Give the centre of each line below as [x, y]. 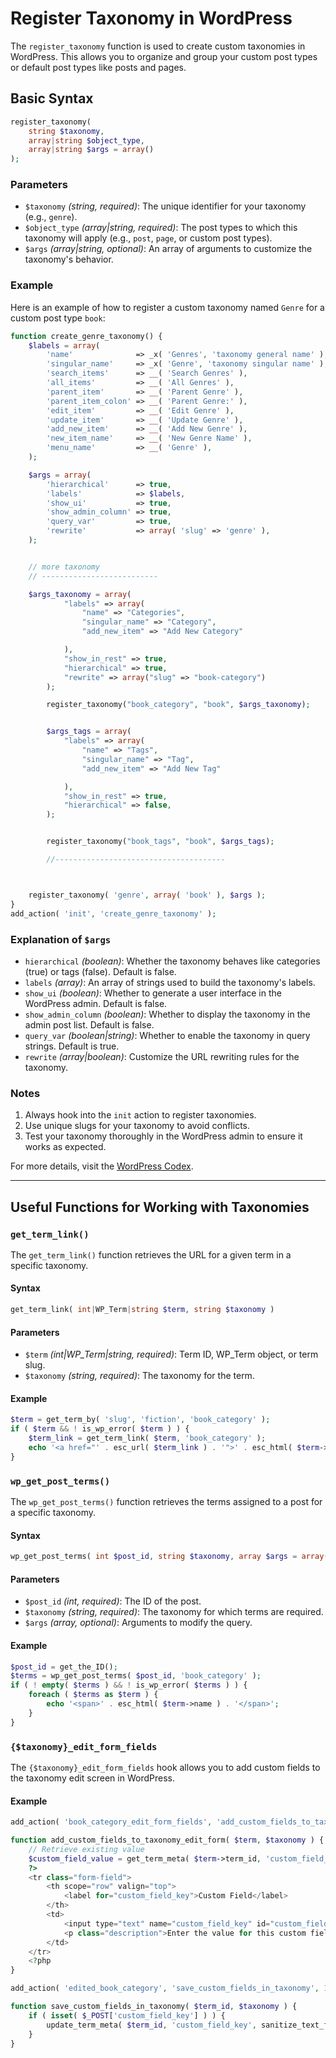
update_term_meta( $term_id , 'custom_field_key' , [151, 2025]
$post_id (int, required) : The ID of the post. [113, 1601]
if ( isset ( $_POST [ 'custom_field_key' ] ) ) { [127, 2015]
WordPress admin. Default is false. [96, 1003]
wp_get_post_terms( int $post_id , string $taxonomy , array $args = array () [171, 1557]
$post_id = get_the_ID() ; [64, 1667]
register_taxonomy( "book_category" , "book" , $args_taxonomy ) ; [178, 705]
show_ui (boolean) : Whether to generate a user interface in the [153, 993]
